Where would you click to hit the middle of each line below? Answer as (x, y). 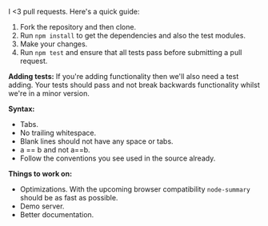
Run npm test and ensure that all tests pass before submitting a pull (131, 52)
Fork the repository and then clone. (78, 27)
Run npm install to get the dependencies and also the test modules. (133, 36)
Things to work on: (40, 174)
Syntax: (22, 109)
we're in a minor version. (49, 93)
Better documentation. (57, 214)
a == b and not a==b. (55, 150)
